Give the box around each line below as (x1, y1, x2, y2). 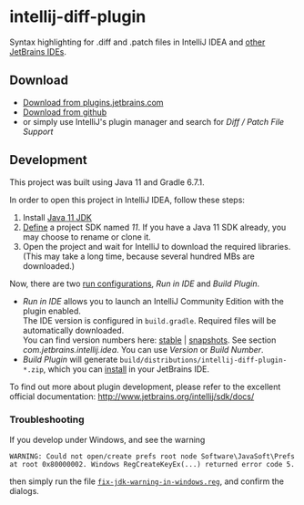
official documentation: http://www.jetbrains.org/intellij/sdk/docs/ (9, 390, 255, 402)
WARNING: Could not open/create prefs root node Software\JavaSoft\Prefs (9, 451, 296, 461)
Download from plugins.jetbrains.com (22, 97, 164, 108)
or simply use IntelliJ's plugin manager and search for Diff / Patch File (22, 116, 285, 127)
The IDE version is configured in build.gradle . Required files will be (22, 314, 277, 325)
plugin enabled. (22, 305, 82, 316)
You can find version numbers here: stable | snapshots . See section (22, 335, 277, 345)
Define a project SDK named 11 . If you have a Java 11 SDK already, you (22, 222, 287, 232)
